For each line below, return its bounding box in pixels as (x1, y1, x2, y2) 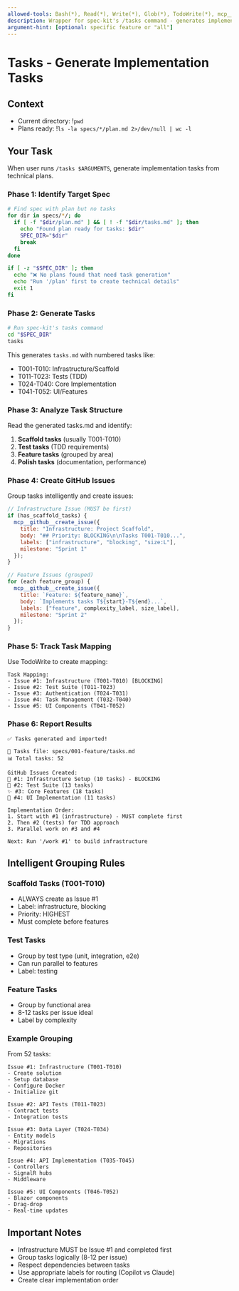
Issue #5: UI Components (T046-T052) (7, 1188, 119, 1195)
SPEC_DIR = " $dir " (20, 232, 69, 239)
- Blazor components (7, 1195, 69, 1202)
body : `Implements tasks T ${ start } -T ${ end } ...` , (20, 598, 167, 605)
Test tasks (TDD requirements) (17, 443, 110, 451)
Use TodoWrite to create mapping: (7, 658, 108, 666)
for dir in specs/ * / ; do (7, 212, 81, 220)
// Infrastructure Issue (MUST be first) (7, 506, 132, 513)
